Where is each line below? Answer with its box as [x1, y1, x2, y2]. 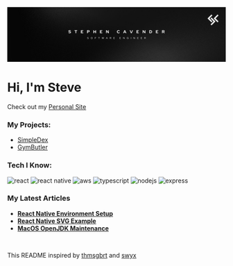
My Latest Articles [7, 194, 71, 203]
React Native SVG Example [17, 217, 96, 225]
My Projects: [7, 119, 51, 129]
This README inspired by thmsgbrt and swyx [7, 251, 137, 259]
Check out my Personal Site [7, 102, 87, 110]
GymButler [17, 143, 49, 151]
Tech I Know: [7, 160, 52, 170]
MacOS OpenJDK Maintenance [17, 224, 109, 232]
